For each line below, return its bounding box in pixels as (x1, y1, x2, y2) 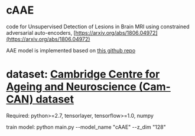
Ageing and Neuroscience (6, 80, 137, 94)
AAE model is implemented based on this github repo (6, 47, 136, 54)
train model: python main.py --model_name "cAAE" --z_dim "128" (6, 123, 167, 130)
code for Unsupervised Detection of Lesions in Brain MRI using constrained (6, 23, 190, 30)
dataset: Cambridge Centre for (6, 68, 160, 81)
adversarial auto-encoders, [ (6, 29, 76, 36)
